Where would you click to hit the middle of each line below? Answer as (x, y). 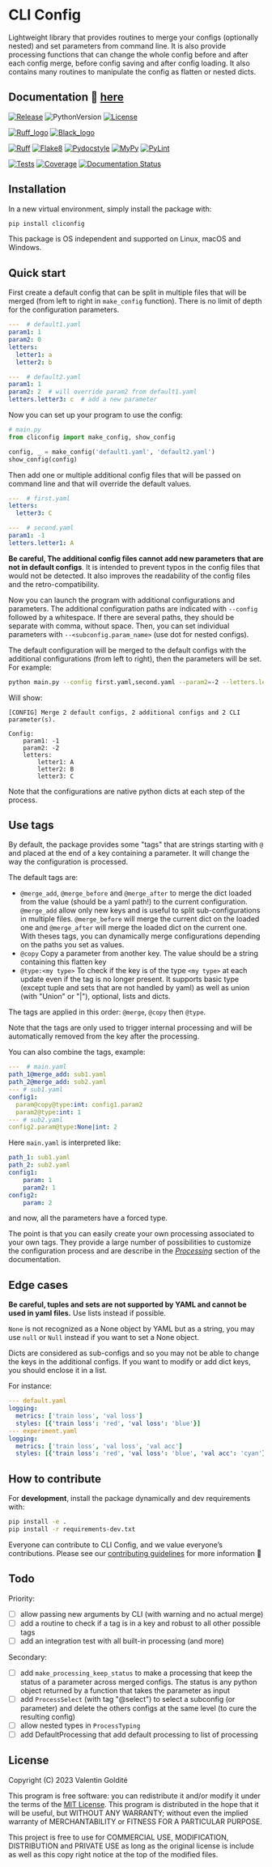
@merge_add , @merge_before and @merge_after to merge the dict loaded (136, 893)
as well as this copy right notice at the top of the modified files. (113, 1854)
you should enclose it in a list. (58, 1371)
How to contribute (55, 1479)
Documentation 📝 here (66, 98)
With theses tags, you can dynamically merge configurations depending (140, 936)
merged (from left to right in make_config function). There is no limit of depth (135, 301)
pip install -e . (38, 1522)
